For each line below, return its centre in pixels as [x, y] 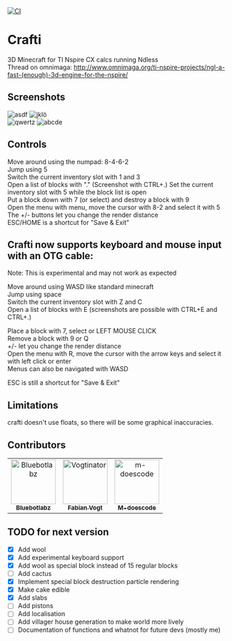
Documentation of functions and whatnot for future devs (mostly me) [119, 630]
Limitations [33, 405]
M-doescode [137, 508]
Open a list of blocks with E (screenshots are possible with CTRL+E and [112, 310]
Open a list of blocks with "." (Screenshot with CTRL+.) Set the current [111, 184]
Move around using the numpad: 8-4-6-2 [68, 161]
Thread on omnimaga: [40, 67]
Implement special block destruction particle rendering [99, 582]
